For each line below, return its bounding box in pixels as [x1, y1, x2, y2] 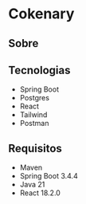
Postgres [19, 93, 50, 103]
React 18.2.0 [19, 188, 61, 198]
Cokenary [8, 5, 75, 23]
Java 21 [19, 180, 45, 190]
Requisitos [8, 141, 62, 155]
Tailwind [19, 110, 48, 120]
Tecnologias [8, 63, 71, 76]
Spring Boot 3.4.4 [19, 171, 78, 181]
